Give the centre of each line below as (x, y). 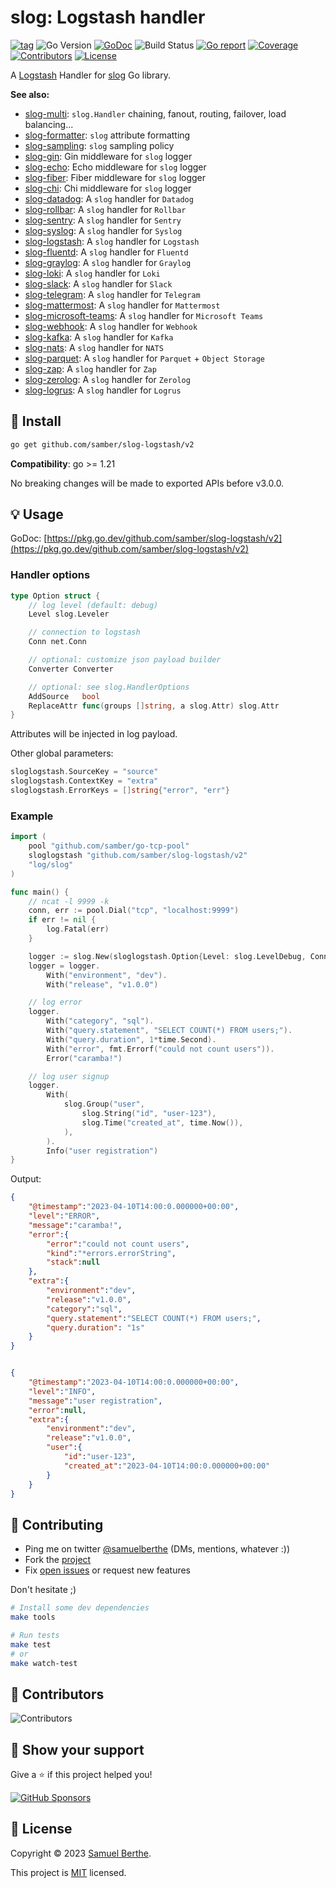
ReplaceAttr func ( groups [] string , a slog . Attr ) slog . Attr (154, 706)
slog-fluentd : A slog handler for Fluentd (106, 252)
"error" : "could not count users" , (118, 1244)
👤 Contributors (57, 1694)
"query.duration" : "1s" (95, 1327)
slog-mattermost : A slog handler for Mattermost (122, 305)
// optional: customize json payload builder (125, 660)
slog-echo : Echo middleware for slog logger (115, 167)
